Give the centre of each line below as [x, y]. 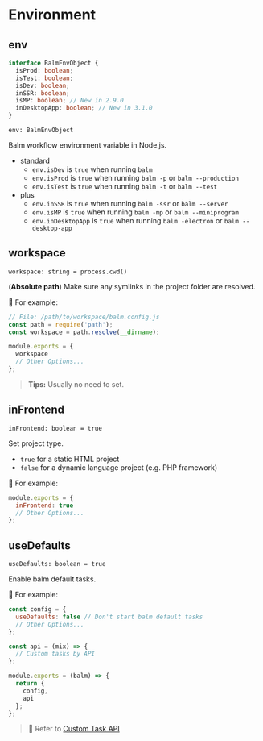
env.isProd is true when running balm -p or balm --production [136, 178]
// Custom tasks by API [55, 654]
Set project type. [36, 443]
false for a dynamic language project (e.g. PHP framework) [119, 467]
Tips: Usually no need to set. [76, 384]
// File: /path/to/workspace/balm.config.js [84, 317]
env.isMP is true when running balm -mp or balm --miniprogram [136, 212]
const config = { [37, 610]
